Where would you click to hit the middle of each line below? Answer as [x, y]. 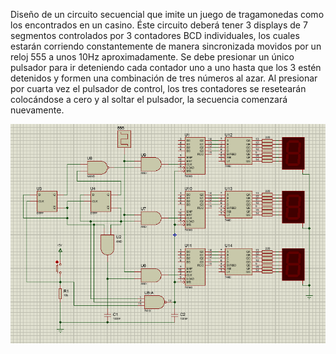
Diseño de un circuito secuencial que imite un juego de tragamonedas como [167, 14]
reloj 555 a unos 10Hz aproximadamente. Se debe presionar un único [152, 57]
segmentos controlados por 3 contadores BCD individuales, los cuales [155, 35]
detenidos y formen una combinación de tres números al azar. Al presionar [164, 78]
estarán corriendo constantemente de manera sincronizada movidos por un [166, 46]
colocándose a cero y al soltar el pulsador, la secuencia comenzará [149, 99]
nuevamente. [37, 110]
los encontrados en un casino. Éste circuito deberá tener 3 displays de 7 [159, 25]
